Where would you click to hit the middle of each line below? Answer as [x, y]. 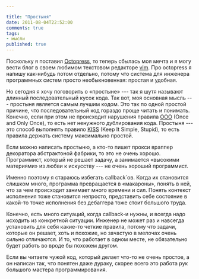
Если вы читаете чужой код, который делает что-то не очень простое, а [98, 257]
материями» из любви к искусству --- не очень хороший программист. [97, 166]
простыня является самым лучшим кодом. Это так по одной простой [98, 104]
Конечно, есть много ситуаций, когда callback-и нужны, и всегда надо [96, 214]
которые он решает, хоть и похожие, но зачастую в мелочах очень [91, 233]
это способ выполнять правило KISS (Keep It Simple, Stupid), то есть [93, 129]
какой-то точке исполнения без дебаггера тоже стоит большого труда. [97, 203]
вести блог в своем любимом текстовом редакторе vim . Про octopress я [99, 68]
